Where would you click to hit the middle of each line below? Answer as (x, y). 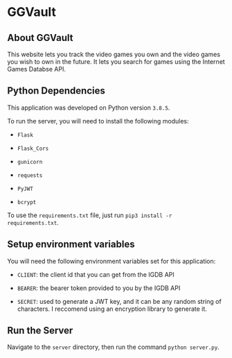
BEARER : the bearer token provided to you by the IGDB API (99, 288)
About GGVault (40, 38)
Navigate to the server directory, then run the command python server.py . (113, 347)
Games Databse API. (36, 69)
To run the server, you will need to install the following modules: (98, 121)
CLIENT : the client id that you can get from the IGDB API (96, 274)
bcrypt (27, 202)
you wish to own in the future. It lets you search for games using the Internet (116, 62)
